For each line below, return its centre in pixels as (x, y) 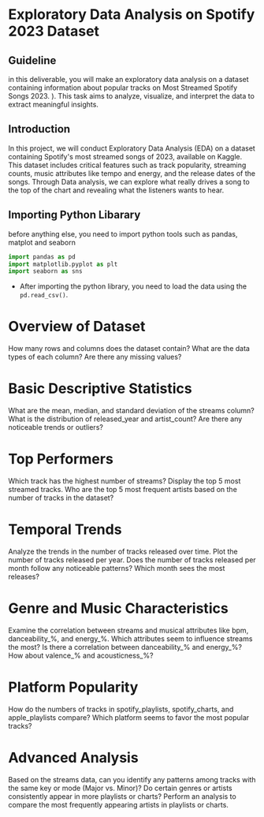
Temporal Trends (65, 530)
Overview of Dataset (77, 327)
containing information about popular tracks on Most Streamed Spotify (123, 88)
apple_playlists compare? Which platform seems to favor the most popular (129, 717)
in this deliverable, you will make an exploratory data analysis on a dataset (129, 79)
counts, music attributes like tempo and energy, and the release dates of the (132, 173)
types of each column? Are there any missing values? (95, 357)
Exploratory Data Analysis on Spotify (132, 15)
